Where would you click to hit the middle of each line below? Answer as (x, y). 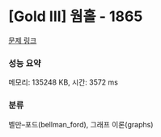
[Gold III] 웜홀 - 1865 (76, 17)
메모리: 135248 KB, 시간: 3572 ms (64, 82)
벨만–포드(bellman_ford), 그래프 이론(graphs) (81, 124)
